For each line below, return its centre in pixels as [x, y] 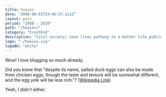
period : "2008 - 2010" [28, 23]
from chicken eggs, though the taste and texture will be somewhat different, [82, 74]
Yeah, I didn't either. [25, 89]
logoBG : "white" [22, 46]
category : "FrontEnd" [27, 32]
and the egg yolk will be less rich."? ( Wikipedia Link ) [58, 80]
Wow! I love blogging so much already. [44, 60]
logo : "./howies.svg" [27, 42]
